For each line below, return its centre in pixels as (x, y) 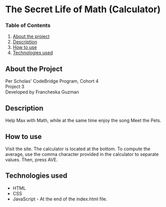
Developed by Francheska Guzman (42, 92)
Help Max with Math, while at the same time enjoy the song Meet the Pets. (84, 121)
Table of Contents (28, 26)
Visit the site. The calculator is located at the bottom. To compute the (78, 149)
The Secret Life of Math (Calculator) (83, 9)
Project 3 (15, 87)
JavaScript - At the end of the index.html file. (60, 199)
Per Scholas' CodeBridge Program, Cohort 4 (52, 81)
